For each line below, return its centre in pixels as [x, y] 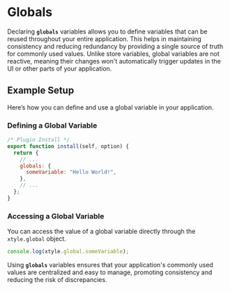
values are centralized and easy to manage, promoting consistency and [110, 272]
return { [26, 153]
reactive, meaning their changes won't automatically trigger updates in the [114, 61]
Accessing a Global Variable [56, 216]
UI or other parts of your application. [60, 68]
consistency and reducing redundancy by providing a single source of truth [115, 46]
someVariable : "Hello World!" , [71, 172]
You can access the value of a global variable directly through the [101, 232]
